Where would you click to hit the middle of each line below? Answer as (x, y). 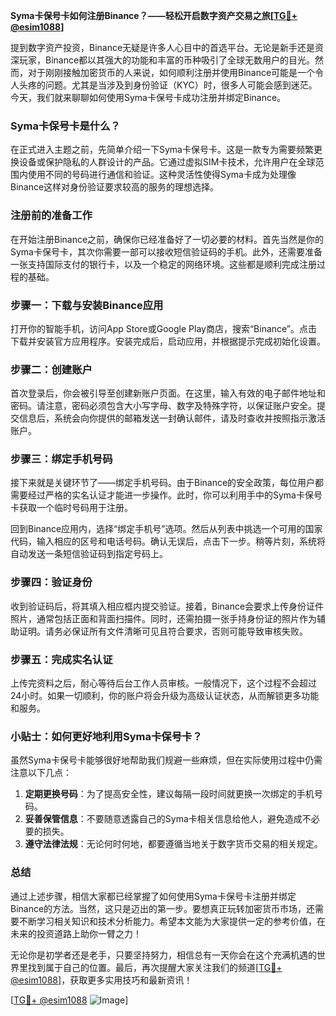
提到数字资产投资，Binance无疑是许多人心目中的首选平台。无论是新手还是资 (167, 47)
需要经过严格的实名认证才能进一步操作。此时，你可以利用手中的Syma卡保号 (166, 495)
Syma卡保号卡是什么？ (65, 126)
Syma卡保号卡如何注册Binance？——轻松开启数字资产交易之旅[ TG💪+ (154, 15)
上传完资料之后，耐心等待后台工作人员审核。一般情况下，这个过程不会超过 (163, 683)
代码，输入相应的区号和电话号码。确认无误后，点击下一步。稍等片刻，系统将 (168, 541)
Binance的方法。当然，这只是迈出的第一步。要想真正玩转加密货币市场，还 (163, 908)
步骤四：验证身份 (51, 582)
